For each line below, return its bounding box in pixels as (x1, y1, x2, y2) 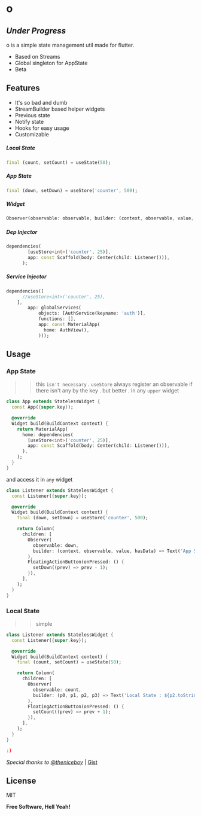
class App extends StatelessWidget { (6, 398, 100, 405)
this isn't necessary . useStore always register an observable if (35, 380, 193, 388)
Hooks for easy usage (14, 124, 70, 132)
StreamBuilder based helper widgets (14, 105, 105, 112)
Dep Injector (6, 228, 38, 235)
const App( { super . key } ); (11, 404, 74, 410)
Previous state (14, 111, 51, 118)
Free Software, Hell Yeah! (6, 803, 71, 811)
